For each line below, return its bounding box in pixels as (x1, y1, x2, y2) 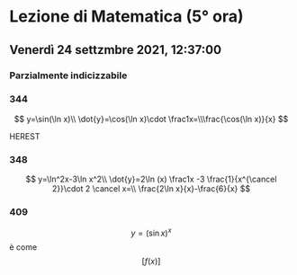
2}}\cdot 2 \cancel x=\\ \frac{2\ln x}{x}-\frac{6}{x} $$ (52, 183, 250, 194)
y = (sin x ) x (130, 226, 173, 239)
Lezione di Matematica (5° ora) (9, 6, 244, 27)
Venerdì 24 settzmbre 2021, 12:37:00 (9, 42, 222, 58)
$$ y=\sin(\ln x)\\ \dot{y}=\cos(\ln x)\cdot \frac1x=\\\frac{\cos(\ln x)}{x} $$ (13, 113, 289, 124)
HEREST (9, 130, 40, 141)
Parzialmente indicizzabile (9, 69, 128, 82)
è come (9, 242, 38, 253)
